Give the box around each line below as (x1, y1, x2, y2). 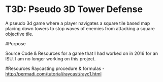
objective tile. (5, 31, 34, 37)
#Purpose (5, 40, 26, 46)
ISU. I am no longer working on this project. (5, 55, 96, 61)
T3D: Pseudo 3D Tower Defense (5, 4, 143, 15)
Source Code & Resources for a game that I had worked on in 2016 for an (5, 50, 158, 56)
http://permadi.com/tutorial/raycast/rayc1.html (5, 70, 102, 76)
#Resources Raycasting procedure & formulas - (5, 65, 105, 71)
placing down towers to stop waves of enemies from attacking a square (5, 25, 155, 31)
